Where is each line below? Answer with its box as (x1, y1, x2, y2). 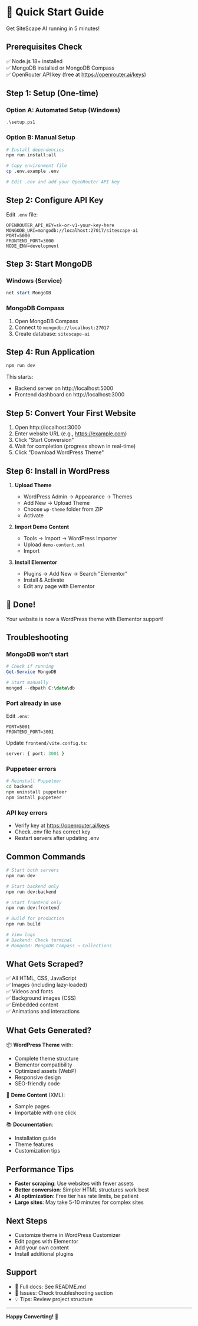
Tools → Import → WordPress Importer (23, 534, 117, 541)
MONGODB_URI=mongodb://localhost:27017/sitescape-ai (6, 227, 138, 234)
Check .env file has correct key (14, 828, 91, 835)
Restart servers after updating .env (14, 835, 100, 842)
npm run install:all (6, 152, 57, 158)
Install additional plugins (14, 1250, 74, 1257)
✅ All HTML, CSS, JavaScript (6, 974, 77, 982)
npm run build (6, 921, 41, 927)
